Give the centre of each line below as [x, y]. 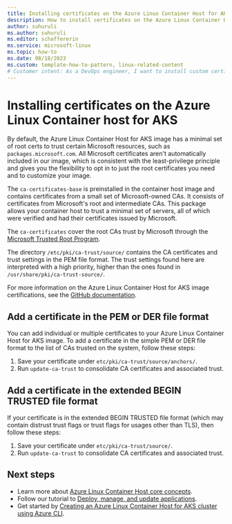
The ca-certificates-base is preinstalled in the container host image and [111, 189]
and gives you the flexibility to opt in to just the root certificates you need [111, 168]
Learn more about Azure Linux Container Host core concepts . [105, 491]
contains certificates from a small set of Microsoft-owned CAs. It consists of [116, 196]
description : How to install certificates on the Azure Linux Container [114, 20]
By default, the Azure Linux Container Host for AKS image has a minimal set [115, 139]
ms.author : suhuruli [37, 33]
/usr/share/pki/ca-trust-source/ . [56, 274]
